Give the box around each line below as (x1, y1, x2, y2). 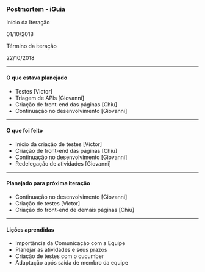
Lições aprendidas (6, 226, 54, 233)
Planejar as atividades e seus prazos (15, 246, 107, 254)
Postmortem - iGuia (6, 5, 66, 13)
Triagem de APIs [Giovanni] (15, 94, 84, 101)
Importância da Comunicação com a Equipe (15, 240, 126, 247)
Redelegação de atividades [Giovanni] (15, 160, 111, 167)
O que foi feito (6, 127, 43, 134)
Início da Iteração (6, 19, 50, 26)
